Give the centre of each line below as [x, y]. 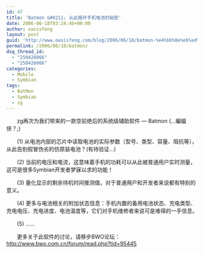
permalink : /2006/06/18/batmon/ [47, 46]
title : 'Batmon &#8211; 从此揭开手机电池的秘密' [64, 18]
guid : [13, 40]
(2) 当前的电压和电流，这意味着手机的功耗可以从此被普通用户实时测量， [106, 162]
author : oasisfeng [29, 29]
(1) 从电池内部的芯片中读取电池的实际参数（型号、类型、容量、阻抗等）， [107, 141]
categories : [21, 69]
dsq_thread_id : [25, 52]
